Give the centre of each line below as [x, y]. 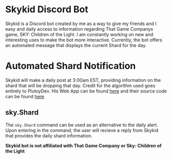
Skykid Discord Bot [47, 9]
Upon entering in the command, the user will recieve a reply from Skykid [82, 130]
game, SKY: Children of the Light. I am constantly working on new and [79, 34]
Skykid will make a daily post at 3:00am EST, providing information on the [83, 80]
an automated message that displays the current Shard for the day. [76, 45]
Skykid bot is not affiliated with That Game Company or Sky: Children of [83, 145]
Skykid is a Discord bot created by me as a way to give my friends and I [81, 24]
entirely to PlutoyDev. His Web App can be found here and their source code [86, 91]
